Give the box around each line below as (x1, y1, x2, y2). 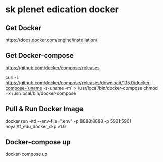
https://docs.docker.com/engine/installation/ (5, 37, 98, 43)
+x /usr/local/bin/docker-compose (5, 90, 76, 96)
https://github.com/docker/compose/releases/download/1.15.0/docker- (5, 79, 152, 86)
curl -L (5, 74, 19, 80)
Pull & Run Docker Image (5, 105, 84, 113)
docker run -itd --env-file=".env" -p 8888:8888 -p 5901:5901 (5, 118, 132, 124)
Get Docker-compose (5, 51, 74, 60)
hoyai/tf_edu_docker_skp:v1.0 (5, 123, 66, 129)
